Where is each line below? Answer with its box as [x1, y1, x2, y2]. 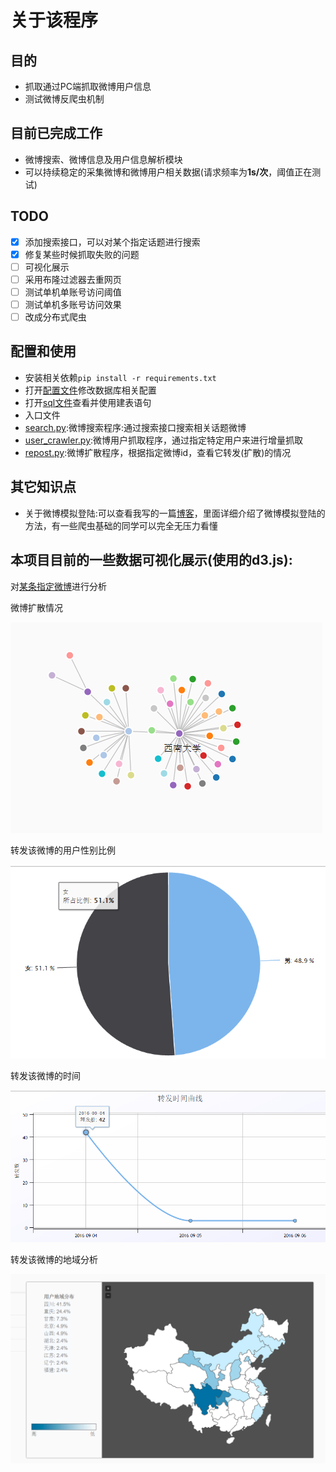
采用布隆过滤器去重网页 [24, 273, 122, 285]
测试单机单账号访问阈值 [24, 286, 122, 298]
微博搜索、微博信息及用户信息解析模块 [24, 153, 183, 165]
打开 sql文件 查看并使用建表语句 [24, 396, 152, 408]
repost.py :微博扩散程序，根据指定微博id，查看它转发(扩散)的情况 [24, 446, 292, 458]
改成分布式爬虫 [24, 311, 87, 323]
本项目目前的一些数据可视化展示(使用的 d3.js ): [10, 552, 293, 569]
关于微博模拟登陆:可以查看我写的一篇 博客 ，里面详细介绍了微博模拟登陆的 [24, 507, 326, 519]
